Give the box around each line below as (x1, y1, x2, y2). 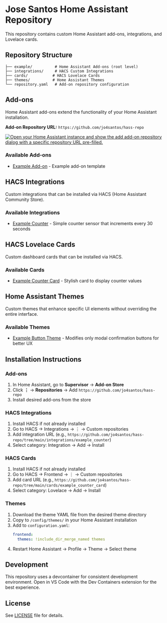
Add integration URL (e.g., (12, 432, 67, 438)
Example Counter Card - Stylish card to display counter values (12, 278, 142, 284)
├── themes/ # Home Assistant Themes (5, 77, 105, 83)
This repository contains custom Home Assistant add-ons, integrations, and (5, 31, 162, 37)
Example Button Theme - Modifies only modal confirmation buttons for (12, 335, 159, 341)
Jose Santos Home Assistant (5, 4, 128, 15)
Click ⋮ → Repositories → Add (12, 387, 78, 393)
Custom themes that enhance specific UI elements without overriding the (5, 306, 157, 312)
